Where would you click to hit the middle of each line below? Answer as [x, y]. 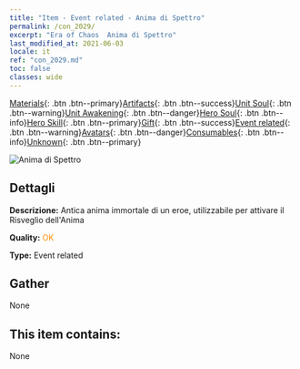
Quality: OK [32, 237]
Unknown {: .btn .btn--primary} [84, 141]
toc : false [30, 69]
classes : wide [36, 77]
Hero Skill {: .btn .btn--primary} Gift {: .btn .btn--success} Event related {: [159, 122]
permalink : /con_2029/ [52, 26]
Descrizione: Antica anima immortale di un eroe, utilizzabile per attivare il [147, 210]
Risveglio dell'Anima [47, 220]
